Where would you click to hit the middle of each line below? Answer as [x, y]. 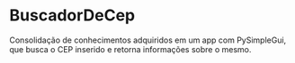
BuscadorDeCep [72, 16]
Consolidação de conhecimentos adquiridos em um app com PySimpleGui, [148, 40]
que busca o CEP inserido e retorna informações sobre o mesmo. [130, 49]
